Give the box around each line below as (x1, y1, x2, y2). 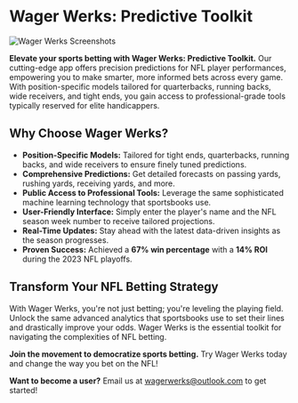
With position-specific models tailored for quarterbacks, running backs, (9, 81, 271, 92)
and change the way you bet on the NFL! (9, 358, 158, 368)
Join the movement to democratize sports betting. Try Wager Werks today (9, 349, 287, 359)
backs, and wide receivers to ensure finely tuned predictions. (21, 158, 247, 170)
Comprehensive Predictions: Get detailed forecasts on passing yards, (21, 168, 281, 179)
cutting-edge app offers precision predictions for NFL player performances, (9, 62, 286, 73)
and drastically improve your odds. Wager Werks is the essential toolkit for (9, 322, 282, 333)
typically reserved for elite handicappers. (9, 100, 160, 110)
